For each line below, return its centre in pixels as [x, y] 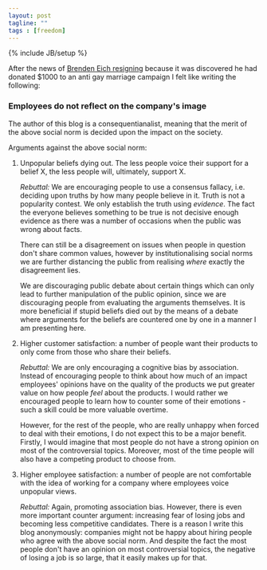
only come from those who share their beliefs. [95, 352]
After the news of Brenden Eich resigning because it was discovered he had [133, 69]
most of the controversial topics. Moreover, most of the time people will [137, 450]
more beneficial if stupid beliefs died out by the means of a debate [129, 311]
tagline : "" [28, 23]
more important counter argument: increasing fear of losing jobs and [132, 515]
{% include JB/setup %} [48, 53]
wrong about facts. [51, 229]
